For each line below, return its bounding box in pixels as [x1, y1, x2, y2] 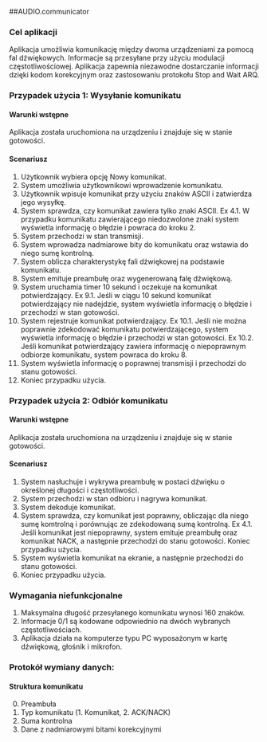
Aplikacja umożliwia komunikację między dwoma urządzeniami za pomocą [9, 45, 254, 54]
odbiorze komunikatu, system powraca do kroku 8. [20, 350, 188, 359]
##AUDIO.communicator [9, 7, 90, 16]
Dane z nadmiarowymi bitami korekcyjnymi [20, 724, 162, 734]
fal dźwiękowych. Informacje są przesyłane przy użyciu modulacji [9, 53, 226, 63]
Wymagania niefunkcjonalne [9, 590, 123, 601]
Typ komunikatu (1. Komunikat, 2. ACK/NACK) [20, 708, 171, 717]
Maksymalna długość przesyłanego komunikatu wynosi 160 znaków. [20, 608, 245, 618]
